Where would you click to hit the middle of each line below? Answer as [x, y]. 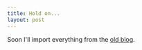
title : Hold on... [34, 13]
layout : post [26, 20]
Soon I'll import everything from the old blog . [71, 39]
